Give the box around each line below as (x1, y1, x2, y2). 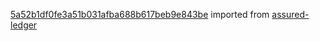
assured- (271, 9, 310, 20)
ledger (10, 19, 38, 31)
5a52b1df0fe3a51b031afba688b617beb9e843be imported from (10, 9, 270, 20)
